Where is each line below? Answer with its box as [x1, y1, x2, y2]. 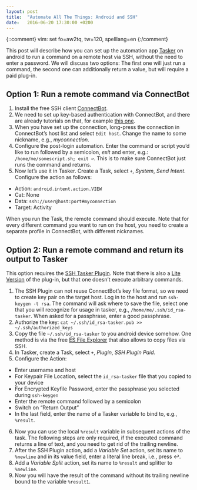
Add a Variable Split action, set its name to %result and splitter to [14, 459, 172, 466]
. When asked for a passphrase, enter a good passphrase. [30, 313, 172, 319]
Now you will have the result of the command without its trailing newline [14, 472, 189, 479]
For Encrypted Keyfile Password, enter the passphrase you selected [14, 385, 179, 392]
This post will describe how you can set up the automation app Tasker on [6, 47, 183, 54]
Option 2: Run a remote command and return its [6, 245, 184, 255]
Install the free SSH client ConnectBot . [14, 105, 108, 112]
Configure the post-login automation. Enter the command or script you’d [14, 143, 190, 150]
